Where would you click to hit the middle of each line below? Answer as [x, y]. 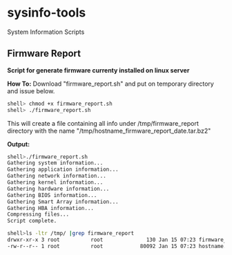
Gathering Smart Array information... [63, 202]
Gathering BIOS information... [52, 195]
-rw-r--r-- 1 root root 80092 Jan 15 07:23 [101, 246]
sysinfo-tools [47, 13]
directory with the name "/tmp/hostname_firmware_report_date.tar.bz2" [109, 131]
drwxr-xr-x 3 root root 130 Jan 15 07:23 [101, 240]
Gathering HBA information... [51, 208]
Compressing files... [38, 215]
